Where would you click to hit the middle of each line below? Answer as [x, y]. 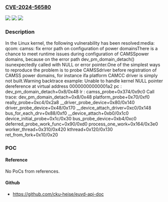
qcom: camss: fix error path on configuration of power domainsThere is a [81, 48]
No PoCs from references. [32, 171]
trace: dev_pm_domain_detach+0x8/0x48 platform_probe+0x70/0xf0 [78, 97]
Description [20, 32]
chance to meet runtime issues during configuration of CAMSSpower [77, 54]
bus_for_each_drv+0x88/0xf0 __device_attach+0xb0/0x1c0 [67, 113]
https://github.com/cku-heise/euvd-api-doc [58, 194]
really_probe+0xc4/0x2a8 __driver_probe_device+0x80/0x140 [70, 102]
